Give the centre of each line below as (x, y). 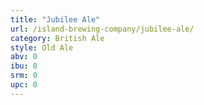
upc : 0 (24, 85)
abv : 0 (24, 57)
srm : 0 (24, 76)
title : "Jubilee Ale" (55, 19)
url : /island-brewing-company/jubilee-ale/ (102, 29)
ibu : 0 (24, 66)
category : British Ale (57, 38)
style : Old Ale (42, 47)
